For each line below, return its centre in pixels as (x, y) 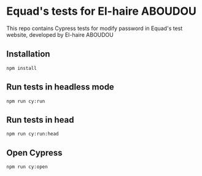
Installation (28, 54)
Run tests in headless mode (60, 87)
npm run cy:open (27, 167)
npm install (21, 68)
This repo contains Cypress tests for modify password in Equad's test (95, 28)
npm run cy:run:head (33, 134)
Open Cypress (34, 152)
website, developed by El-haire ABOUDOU (60, 34)
